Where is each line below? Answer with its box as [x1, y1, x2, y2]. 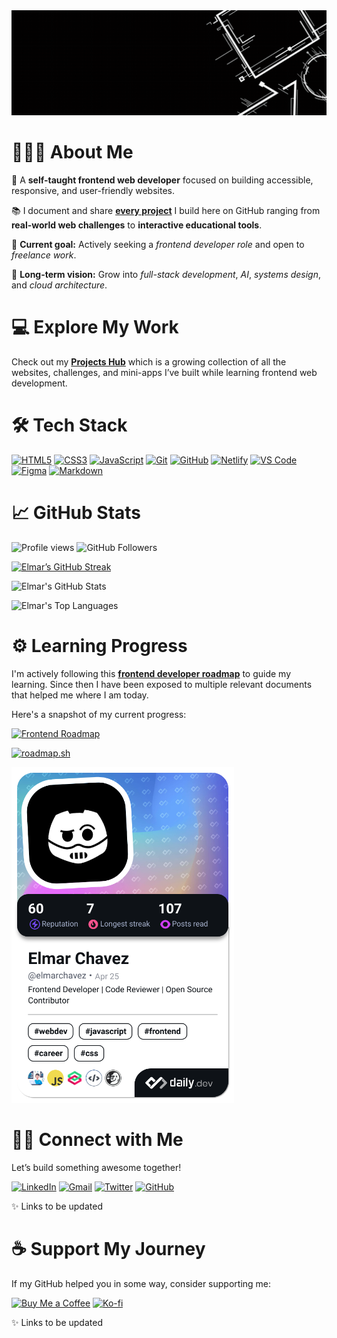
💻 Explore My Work [11, 315, 179, 338]
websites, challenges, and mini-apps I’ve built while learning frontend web [11, 366, 318, 378]
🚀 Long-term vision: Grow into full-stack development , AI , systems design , [11, 268, 322, 280]
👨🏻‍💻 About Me [11, 141, 134, 164]
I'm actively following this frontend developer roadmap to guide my [11, 667, 292, 679]
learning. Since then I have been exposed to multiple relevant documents [11, 678, 313, 690]
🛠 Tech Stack [11, 414, 128, 436]
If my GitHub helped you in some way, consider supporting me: [11, 1277, 272, 1289]
